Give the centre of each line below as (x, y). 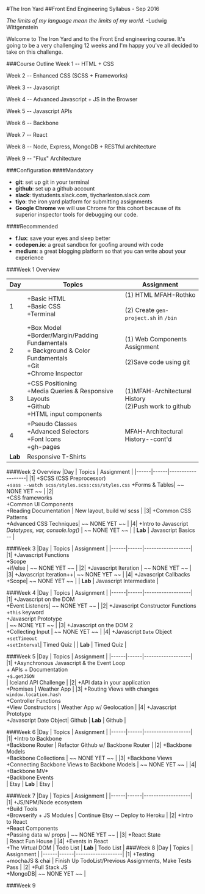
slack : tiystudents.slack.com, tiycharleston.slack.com (83, 195)
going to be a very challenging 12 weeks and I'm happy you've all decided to (102, 45)
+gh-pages (44, 447)
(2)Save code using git (157, 362)
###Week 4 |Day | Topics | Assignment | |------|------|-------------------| (100, 593)
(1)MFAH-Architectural (158, 391)
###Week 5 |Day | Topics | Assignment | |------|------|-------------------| (99, 656)
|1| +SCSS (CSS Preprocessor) (68, 478)
